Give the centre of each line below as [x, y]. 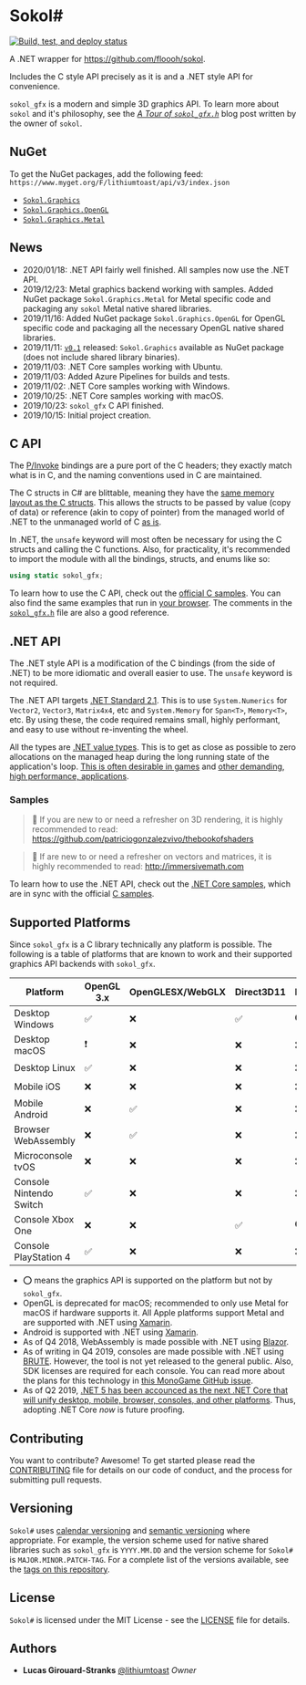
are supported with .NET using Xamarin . [97, 1323]
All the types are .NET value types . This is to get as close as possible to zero [153, 747]
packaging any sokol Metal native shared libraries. [117, 308]
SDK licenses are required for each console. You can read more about [153, 1371]
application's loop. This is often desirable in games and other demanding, [147, 766]
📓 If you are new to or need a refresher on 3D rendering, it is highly [158, 820]
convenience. [35, 86]
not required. [34, 683]
